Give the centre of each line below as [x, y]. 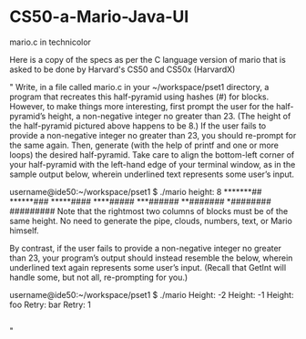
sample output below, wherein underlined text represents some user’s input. [152, 174]
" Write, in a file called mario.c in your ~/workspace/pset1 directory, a [139, 87]
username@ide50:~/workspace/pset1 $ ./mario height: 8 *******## [136, 191]
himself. [24, 231]
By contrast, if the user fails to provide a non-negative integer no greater [146, 248]
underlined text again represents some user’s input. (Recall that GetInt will [148, 267]
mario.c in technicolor [50, 42]
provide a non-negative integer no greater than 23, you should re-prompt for [153, 135]
